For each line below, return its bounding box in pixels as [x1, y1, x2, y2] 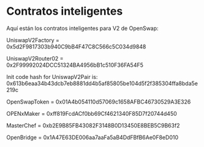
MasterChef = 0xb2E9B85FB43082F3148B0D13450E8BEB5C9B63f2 [6, 121, 180, 129]
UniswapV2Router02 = [6, 55, 64, 62]
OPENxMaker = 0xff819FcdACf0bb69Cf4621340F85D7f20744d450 [6, 110, 178, 117]
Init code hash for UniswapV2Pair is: [6, 73, 98, 80]
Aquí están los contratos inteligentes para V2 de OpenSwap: [6, 24, 159, 32]
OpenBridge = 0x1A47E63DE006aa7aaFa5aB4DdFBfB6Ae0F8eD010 [6, 134, 179, 141]
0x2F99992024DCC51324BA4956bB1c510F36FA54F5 [6, 61, 144, 69]
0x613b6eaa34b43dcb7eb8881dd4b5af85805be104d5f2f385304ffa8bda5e [6, 80, 198, 87]
